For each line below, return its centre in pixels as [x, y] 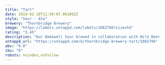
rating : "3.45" [21, 32]
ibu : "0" [14, 50]
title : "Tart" [20, 10]
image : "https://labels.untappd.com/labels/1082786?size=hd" [69, 28]
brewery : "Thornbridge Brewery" [38, 23]
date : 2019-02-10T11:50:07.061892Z [42, 14]
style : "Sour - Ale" [26, 19]
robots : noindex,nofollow [32, 55]
